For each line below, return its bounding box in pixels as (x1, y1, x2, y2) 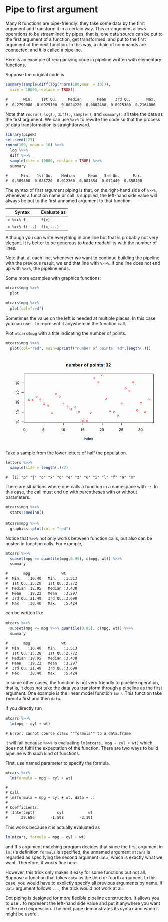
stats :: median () (10, 510, 44, 516)
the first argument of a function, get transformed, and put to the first (5, 36, 146, 42)
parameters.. (5, 494, 32, 500)
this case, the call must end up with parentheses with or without (5, 489, 137, 495)
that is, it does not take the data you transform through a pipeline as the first (5, 685, 162, 691)
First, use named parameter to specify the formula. (5, 760, 110, 766)
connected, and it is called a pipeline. (5, 47, 82, 53)
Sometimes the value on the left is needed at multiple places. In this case (5, 315, 156, 321)
